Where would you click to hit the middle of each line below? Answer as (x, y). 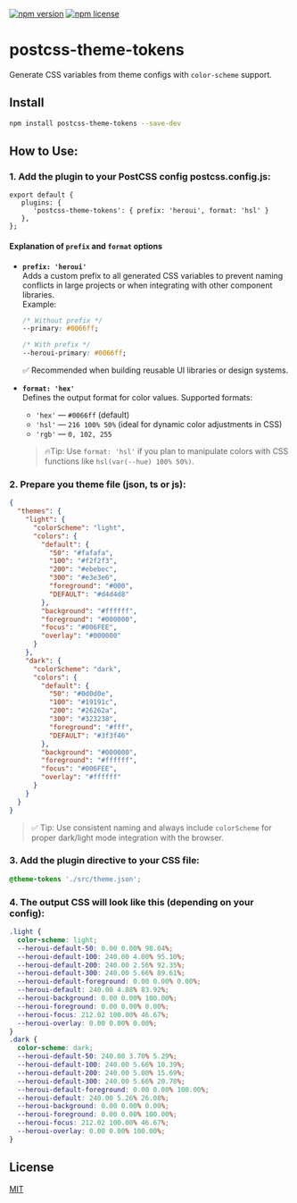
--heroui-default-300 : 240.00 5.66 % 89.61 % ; (101, 973)
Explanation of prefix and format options (86, 246)
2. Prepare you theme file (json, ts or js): (98, 484)
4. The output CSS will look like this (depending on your (132, 902)
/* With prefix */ (56, 345)
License (32, 1168)
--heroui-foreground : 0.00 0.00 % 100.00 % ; (97, 1115)
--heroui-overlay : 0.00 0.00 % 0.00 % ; (87, 1023)
